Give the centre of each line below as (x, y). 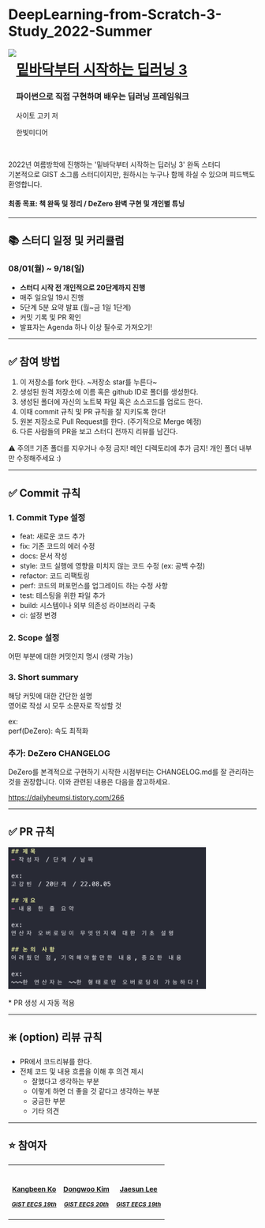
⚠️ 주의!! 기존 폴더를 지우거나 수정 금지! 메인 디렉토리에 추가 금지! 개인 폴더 (123, 448)
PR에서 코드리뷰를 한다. (56, 1061)
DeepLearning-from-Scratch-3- (115, 15)
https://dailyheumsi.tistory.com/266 (66, 797)
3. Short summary (43, 678)
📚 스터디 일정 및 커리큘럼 (66, 241)
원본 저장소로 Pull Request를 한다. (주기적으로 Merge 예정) (111, 421)
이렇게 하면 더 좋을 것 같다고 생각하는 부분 (95, 1091)
